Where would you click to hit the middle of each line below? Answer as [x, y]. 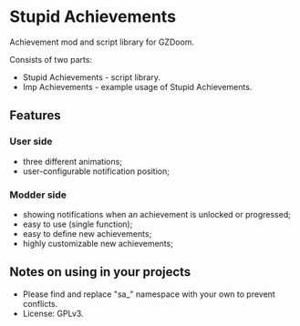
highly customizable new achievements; [98, 243]
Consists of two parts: [51, 59]
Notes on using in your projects [100, 272]
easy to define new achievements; [87, 233]
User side [31, 141]
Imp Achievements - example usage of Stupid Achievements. [137, 87]
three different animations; [72, 161]
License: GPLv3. [53, 313]
